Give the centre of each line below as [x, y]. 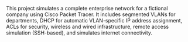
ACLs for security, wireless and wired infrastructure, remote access [87, 26]
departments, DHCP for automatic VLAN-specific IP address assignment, [94, 20]
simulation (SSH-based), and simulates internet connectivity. [79, 33]
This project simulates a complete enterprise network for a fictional [87, 8]
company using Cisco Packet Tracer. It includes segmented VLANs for [91, 14]
